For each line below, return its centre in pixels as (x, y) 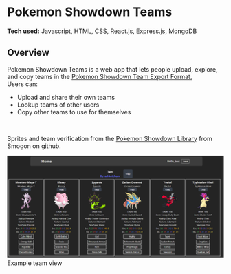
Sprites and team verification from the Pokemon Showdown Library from (110, 138)
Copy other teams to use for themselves (74, 112)
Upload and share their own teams (66, 97)
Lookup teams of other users (58, 105)
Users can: (22, 84)
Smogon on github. (34, 146)
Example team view (35, 263)
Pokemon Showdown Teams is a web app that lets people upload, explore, (112, 69)
